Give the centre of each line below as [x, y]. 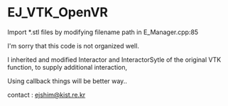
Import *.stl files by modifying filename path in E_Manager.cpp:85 [103, 32]
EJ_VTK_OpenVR [58, 12]
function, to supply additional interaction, [67, 67]
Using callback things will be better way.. [67, 81]
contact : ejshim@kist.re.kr [47, 95]
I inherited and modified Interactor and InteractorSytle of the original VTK [114, 59]
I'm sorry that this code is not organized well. [74, 46]
